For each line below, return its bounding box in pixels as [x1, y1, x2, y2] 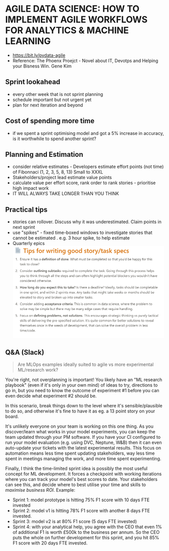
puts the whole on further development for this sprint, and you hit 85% [12, 535, 159, 541]
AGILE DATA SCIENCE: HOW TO [5, 3, 140, 15]
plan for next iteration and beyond [12, 102, 83, 108]
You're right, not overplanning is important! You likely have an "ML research [5, 376, 162, 383]
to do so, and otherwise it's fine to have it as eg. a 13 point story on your [5, 408, 155, 414]
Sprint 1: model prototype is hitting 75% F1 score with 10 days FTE [12, 497, 150, 503]
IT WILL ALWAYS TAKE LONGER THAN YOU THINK [12, 191, 120, 197]
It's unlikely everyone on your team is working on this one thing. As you [5, 423, 154, 429]
